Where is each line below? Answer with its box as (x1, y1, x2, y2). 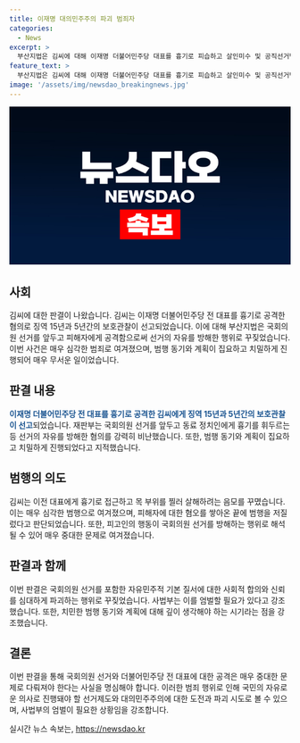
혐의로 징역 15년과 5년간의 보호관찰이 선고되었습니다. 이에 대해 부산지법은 (9, 321, 265, 332)
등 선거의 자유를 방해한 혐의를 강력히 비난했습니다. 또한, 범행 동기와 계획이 (9, 430, 266, 441)
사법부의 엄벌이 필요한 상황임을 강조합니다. (21, 705, 170, 715)
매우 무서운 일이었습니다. (32, 355, 120, 365)
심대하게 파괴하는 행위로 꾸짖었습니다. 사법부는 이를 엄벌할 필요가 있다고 (18, 595, 270, 605)
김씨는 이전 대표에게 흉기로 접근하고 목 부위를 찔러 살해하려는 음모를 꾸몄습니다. (9, 496, 286, 506)
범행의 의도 (9, 471, 67, 486)
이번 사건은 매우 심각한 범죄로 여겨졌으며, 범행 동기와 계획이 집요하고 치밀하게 (9, 344, 279, 355)
